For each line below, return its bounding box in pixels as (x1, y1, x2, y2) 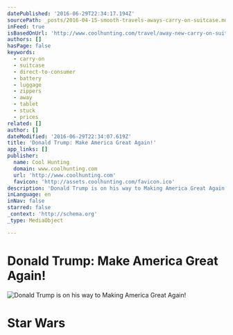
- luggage (13, 81, 42, 88)
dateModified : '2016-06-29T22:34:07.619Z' (7, 133, 132, 140)
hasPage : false (7, 42, 51, 49)
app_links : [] (7, 146, 49, 153)
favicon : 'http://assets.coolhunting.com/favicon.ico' (13, 178, 175, 185)
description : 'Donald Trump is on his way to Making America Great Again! (7, 185, 228, 192)
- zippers (13, 88, 42, 95)
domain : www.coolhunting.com (13, 165, 98, 172)
